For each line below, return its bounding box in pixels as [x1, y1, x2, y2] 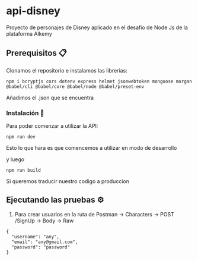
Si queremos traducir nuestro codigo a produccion [6, 178, 129, 185]
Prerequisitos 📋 [6, 48, 67, 58]
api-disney [6, 4, 60, 18]
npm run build [6, 168, 41, 174]
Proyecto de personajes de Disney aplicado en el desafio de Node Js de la [6, 24, 189, 31]
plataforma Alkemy [6, 30, 52, 37]
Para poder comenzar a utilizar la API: [6, 122, 98, 130]
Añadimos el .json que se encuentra [6, 94, 94, 101]
